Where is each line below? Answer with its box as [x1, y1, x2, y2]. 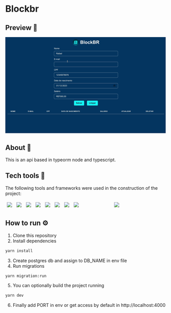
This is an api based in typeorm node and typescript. [5, 157, 116, 163]
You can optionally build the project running [12, 282, 104, 289]
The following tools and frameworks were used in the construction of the [5, 185, 158, 191]
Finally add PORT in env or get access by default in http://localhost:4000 [12, 302, 166, 308]
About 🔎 [5, 143, 32, 152]
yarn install [5, 248, 33, 253]
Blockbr [5, 3, 39, 15]
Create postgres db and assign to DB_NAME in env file [12, 258, 127, 264]
